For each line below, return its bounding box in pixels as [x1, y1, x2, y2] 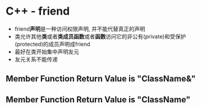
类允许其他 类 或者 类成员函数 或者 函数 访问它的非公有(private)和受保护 [14, 32, 186, 40]
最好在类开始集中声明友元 [14, 47, 79, 55]
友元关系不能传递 [14, 55, 58, 63]
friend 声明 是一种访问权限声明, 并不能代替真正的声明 [14, 25, 145, 32]
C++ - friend [5, 4, 70, 18]
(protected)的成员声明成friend [14, 40, 90, 47]
